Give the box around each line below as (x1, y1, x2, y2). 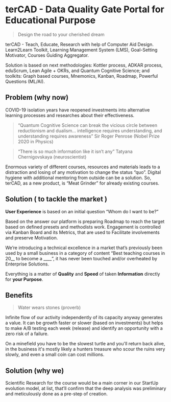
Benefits (5, 291, 33, 300)
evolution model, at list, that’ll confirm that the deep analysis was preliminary (5, 385, 166, 392)
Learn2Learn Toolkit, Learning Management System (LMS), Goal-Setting (5, 47, 158, 53)
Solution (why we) (5, 366, 64, 375)
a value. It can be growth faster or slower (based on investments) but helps (5, 320, 163, 326)
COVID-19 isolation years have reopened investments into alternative (5, 106, 150, 113)
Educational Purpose (5, 14, 96, 26)
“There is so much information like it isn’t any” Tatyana (17, 148, 133, 154)
